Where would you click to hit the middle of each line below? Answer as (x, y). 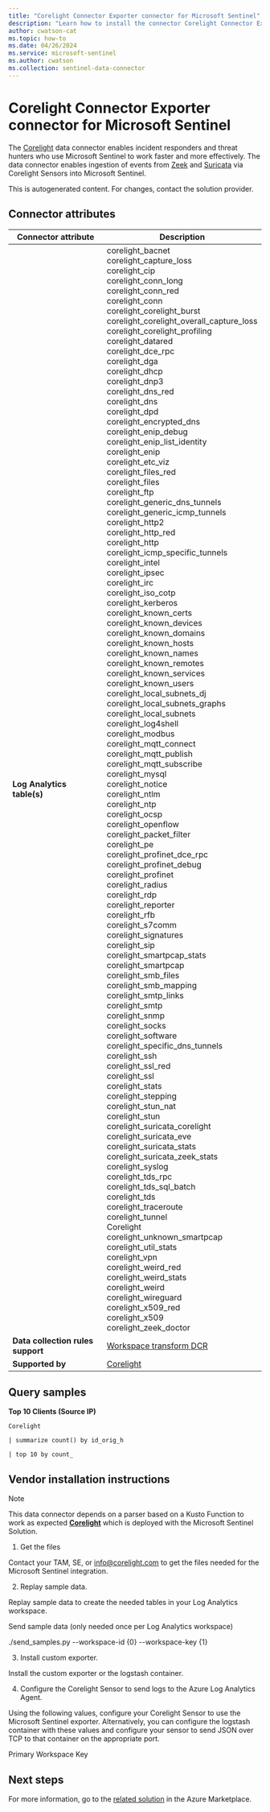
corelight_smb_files (143, 975)
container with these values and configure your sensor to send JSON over (131, 1730)
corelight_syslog (137, 1166)
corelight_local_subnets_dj (156, 693)
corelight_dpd (133, 412)
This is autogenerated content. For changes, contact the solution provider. (131, 188)
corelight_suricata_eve (149, 1136)
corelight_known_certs (149, 613)
